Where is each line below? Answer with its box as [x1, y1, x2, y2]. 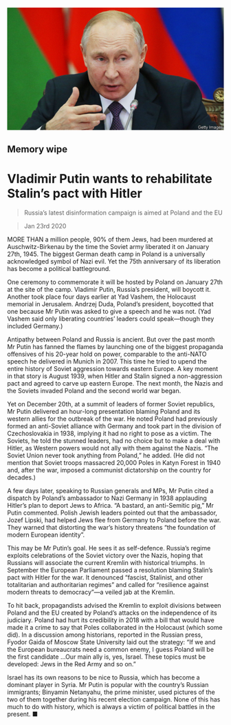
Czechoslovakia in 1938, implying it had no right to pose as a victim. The [7, 429, 212, 437]
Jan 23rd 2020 [23, 221, 67, 230]
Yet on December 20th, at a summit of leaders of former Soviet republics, [7, 399, 215, 408]
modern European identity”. [7, 530, 85, 539]
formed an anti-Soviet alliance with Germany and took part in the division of [7, 421, 222, 430]
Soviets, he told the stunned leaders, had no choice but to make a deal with [7, 436, 221, 445]
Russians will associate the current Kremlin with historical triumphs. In [7, 558, 205, 566]
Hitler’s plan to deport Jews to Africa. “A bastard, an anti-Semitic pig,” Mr [7, 501, 214, 509]
